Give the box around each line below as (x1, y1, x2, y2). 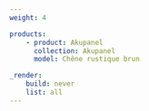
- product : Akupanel (25, 38, 104, 47)
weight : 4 (9, 13, 47, 23)
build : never (25, 79, 75, 88)
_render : (9, 71, 43, 80)
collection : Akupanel (33, 46, 116, 55)
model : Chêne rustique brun (33, 55, 141, 64)
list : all (25, 88, 64, 97)
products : (9, 29, 47, 39)
